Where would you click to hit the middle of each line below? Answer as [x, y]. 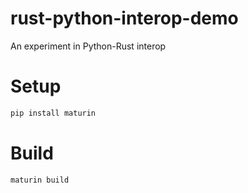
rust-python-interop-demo [124, 18]
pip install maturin [53, 113]
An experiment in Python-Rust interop [88, 46]
